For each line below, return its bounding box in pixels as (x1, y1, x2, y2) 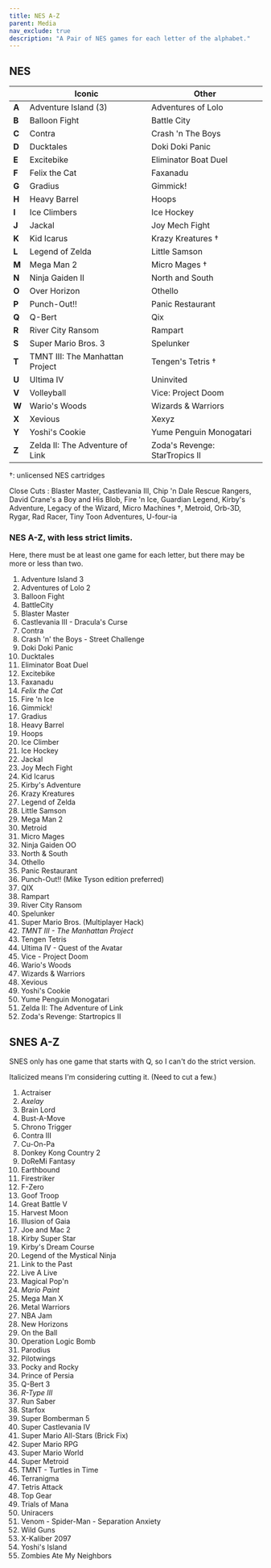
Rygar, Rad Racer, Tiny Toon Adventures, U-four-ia (9, 512, 178, 521)
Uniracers (20, 1508, 54, 1518)
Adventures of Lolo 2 (20, 583, 91, 593)
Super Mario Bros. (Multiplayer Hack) (20, 918, 144, 927)
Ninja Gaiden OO (20, 840, 77, 850)
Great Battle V (20, 1199, 68, 1209)
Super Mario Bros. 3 (29, 338, 105, 349)
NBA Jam (20, 1311, 53, 1320)
